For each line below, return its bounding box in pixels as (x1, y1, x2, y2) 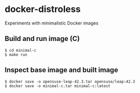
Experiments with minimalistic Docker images (5, 20, 99, 26)
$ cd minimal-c (5, 47, 37, 53)
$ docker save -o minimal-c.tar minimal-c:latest (5, 83, 111, 88)
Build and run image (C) (5, 34, 80, 43)
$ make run (5, 52, 28, 57)
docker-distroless (5, 3, 81, 15)
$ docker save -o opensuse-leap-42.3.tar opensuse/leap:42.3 (5, 79, 135, 84)
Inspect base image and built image (5, 66, 118, 74)
